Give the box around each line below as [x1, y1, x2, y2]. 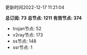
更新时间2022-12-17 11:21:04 [5, 4, 65, 10]
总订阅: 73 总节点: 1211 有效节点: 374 [5, 15, 82, 21]
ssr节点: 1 [12, 44, 33, 50]
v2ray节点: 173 [12, 32, 43, 37]
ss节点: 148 [12, 38, 36, 44]
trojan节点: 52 [12, 25, 42, 31]
